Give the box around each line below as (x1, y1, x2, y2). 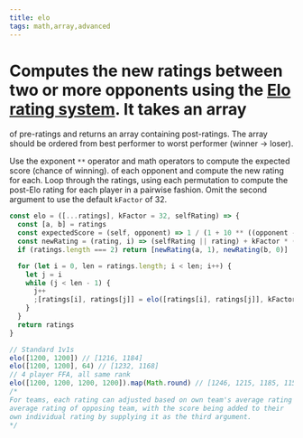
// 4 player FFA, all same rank (9, 370, 131, 379)
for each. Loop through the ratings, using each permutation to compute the (9, 175, 289, 186)
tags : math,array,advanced (9, 22, 111, 31)
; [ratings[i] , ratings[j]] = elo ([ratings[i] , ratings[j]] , (32, 295, 264, 304)
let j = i (25, 270, 63, 279)
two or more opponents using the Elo (9, 79, 291, 100)
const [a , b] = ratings (17, 220, 106, 229)
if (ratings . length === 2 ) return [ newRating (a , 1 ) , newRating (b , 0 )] (17, 245, 289, 254)
